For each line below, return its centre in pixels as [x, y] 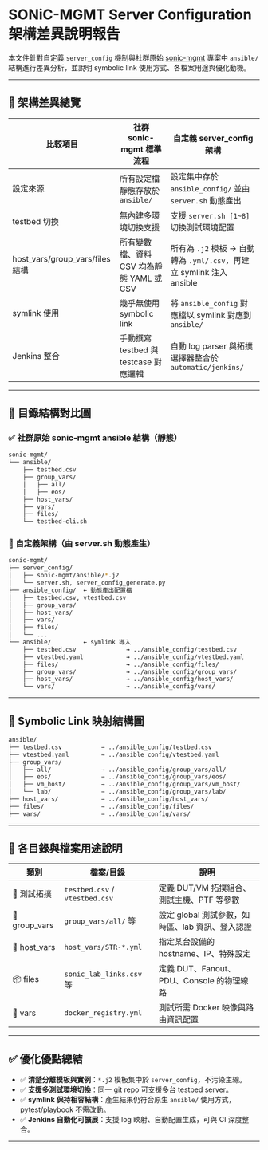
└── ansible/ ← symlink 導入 [70, 642]
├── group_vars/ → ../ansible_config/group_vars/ [130, 671]
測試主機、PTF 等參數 [199, 900]
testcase [136, 362]
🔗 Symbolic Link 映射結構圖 [76, 721]
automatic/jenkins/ [207, 367]
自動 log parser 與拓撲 [212, 346]
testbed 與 [139, 350]
